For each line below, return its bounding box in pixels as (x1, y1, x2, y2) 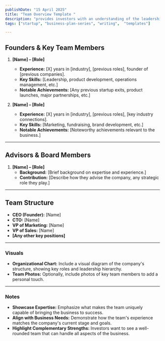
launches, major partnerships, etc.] (19, 92, 91, 98)
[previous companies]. (19, 71, 65, 77)
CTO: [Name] (12, 217, 40, 223)
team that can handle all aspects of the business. (30, 331, 130, 337)
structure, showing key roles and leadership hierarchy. (12, 266, 123, 272)
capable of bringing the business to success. (12, 310, 104, 315)
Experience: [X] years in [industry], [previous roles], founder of (19, 66, 148, 72)
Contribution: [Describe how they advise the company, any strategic (19, 174, 160, 180)
